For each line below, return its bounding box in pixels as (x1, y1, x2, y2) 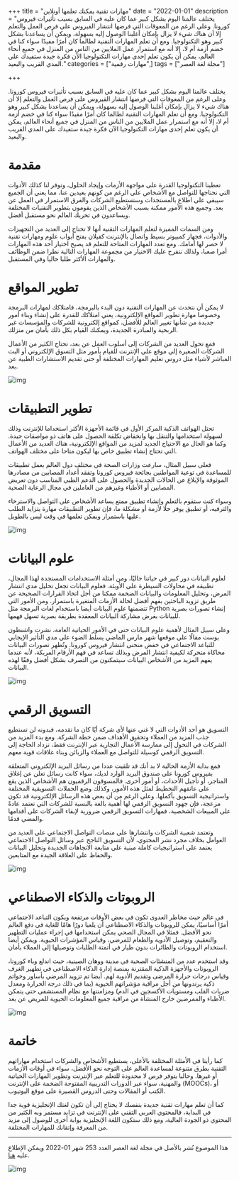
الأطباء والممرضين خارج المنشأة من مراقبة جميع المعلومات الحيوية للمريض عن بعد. (8, 994, 226, 1003)
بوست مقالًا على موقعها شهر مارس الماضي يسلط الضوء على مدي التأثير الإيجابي (8, 632, 219, 641)
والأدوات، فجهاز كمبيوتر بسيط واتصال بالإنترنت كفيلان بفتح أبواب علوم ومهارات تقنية (8, 231, 228, 241)
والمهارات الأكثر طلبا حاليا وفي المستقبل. (8, 254, 116, 263)
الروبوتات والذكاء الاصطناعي (8, 889, 155, 905)
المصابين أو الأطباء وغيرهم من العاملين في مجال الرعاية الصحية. (8, 483, 176, 491)
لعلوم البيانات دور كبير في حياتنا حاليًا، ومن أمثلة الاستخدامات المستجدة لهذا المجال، (8, 573, 226, 582)
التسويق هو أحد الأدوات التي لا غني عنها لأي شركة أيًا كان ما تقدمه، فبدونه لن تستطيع (8, 724, 229, 734)
